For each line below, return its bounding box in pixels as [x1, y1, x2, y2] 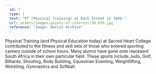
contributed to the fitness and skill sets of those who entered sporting [5, 43, 144, 49]
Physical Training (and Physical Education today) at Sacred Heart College [5, 38, 151, 44]
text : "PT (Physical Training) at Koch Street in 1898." [9, 16, 127, 21]
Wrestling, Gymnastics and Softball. [5, 63, 76, 70]
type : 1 [9, 12, 25, 16]
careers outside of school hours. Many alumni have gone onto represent [5, 49, 149, 54]
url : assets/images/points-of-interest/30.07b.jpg [9, 20, 113, 25]
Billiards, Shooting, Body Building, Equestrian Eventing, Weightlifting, [5, 59, 142, 64]
